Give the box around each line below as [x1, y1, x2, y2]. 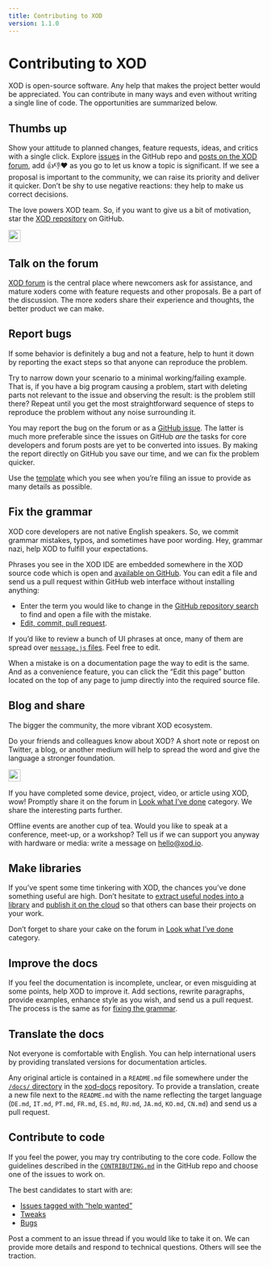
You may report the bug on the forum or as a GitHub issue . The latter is [8, 422, 244, 433]
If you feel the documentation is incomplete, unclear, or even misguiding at [8, 978, 256, 988]
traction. [8, 1251, 36, 1261]
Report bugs [8, 327, 73, 341]
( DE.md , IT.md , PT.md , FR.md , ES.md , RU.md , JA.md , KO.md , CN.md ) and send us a [8, 1098, 257, 1108]
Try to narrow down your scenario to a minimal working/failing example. [8, 373, 248, 383]
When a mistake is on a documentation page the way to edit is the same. [8, 658, 250, 667]
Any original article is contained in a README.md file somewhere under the [8, 1073, 248, 1083]
